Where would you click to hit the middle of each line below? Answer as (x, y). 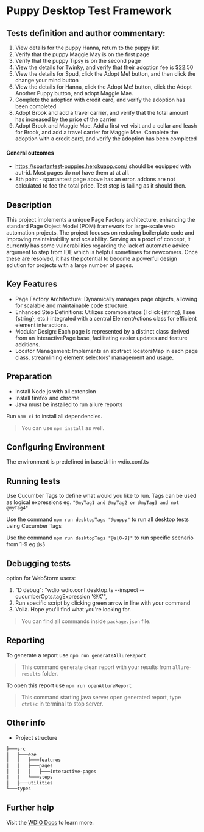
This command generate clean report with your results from (96, 667)
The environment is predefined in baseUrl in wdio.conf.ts (78, 462)
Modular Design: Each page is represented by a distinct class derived (102, 331)
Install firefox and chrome (47, 398)
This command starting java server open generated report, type (101, 697)
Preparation (29, 377)
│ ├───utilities (30, 783)
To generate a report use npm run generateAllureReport (76, 655)
